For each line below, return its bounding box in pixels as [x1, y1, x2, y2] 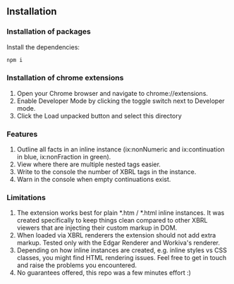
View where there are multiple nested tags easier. [16, 160, 161, 168]
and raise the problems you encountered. [16, 261, 137, 270]
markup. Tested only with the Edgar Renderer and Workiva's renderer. [16, 239, 220, 247]
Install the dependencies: [6, 42, 80, 51]
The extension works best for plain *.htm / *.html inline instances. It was [16, 209, 225, 217]
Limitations [6, 193, 47, 203]
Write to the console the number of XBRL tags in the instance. [16, 168, 197, 176]
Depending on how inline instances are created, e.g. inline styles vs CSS [16, 246, 227, 254]
